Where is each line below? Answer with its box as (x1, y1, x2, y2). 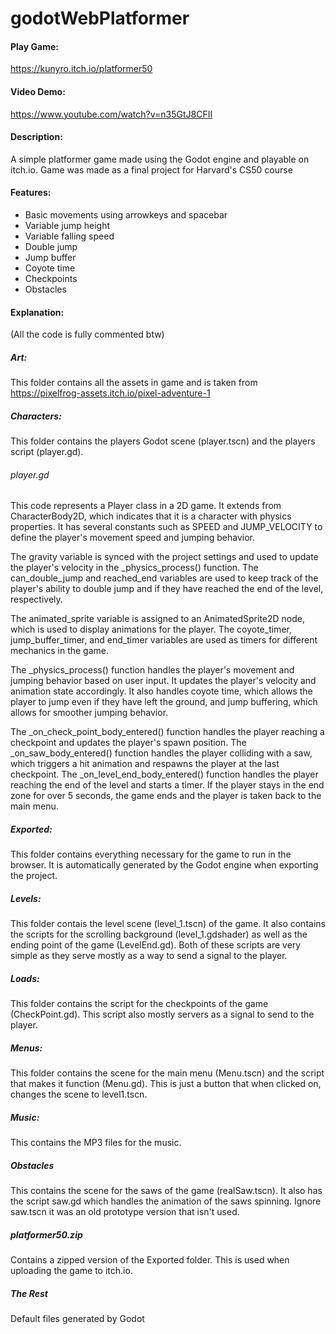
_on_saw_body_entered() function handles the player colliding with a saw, (10, 747, 313, 759)
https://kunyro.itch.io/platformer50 (10, 63, 153, 75)
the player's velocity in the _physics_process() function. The (10, 562, 259, 574)
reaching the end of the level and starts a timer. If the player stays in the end (10, 779, 325, 791)
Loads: (10, 972, 40, 984)
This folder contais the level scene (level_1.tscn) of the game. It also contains (10, 918, 326, 930)
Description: (10, 131, 63, 143)
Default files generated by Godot (10, 1313, 145, 1325)
